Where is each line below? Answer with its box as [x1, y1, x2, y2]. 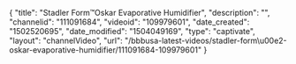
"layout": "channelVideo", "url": [9, 35, 124, 46]
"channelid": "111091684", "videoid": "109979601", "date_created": [9, 17, 250, 27]
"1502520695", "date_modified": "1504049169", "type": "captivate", [9, 26, 256, 36]
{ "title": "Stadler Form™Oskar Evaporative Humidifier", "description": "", [9, 8, 270, 18]
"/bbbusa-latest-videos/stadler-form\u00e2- [124, 35, 287, 46]
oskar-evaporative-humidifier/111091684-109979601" [9, 45, 201, 55]
